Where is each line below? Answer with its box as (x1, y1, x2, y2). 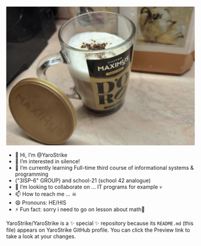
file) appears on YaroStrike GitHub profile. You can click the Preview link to (6, 226, 190, 233)
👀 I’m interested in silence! (14, 157, 80, 165)
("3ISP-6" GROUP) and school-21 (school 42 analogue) (14, 176, 151, 184)
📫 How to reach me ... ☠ (14, 190, 77, 197)
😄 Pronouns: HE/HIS (14, 199, 67, 206)
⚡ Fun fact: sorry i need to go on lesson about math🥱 (14, 205, 145, 213)
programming (14, 170, 49, 178)
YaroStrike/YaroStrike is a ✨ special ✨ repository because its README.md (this (6, 220, 194, 227)
